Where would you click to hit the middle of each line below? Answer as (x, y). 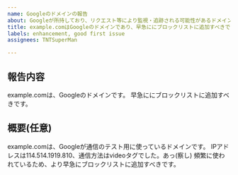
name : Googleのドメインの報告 (48, 14)
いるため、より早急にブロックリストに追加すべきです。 (100, 164)
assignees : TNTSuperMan (42, 40)
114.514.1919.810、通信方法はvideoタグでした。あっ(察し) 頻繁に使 (123, 155)
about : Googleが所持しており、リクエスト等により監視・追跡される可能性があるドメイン (120, 20)
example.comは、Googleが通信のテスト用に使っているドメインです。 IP (112, 146)
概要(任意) (29, 128)
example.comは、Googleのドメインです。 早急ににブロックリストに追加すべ (119, 95)
